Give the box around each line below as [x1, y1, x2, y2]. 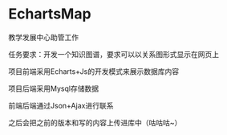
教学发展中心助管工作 [8, 32, 79, 42]
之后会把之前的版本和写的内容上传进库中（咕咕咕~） [8, 117, 182, 127]
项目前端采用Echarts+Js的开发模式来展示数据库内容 [8, 66, 179, 76]
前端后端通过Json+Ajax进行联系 [8, 100, 114, 110]
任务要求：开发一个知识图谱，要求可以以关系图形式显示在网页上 [8, 49, 219, 59]
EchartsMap [8, 5, 91, 23]
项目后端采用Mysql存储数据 [8, 84, 99, 93]
